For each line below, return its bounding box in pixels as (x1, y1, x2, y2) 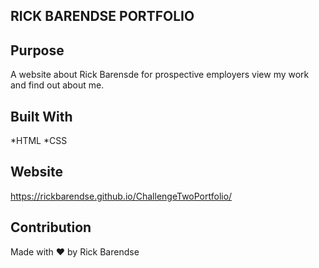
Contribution (10, 219, 92, 236)
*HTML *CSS (10, 135, 68, 147)
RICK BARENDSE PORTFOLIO (10, 8, 195, 25)
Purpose (10, 42, 65, 59)
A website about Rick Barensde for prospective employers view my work (10, 69, 310, 81)
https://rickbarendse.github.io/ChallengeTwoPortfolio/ (10, 190, 233, 202)
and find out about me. (10, 79, 105, 91)
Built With (10, 108, 73, 125)
